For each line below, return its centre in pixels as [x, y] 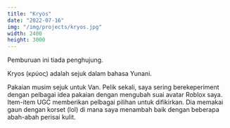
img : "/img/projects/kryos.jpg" [55, 27]
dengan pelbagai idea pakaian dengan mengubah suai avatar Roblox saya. [115, 95]
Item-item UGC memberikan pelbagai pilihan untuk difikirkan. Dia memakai [115, 102]
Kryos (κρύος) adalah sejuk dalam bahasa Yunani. [80, 74]
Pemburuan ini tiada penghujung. [55, 60]
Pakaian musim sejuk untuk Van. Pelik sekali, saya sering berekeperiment [113, 87]
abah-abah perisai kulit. [41, 117]
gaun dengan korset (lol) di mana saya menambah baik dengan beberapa [113, 110]
